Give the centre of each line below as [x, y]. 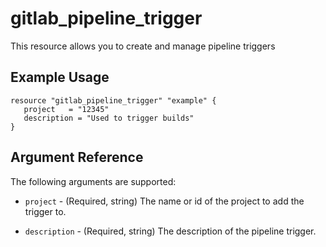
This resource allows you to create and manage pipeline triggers [143, 46]
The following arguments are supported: [93, 181]
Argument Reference [77, 157]
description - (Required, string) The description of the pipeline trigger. [170, 231]
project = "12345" [66, 109]
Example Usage [60, 77]
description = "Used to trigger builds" [109, 118]
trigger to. [45, 211]
